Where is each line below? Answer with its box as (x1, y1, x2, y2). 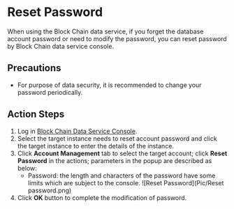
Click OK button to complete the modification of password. (17, 193, 187, 202)
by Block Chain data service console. (7, 42, 114, 50)
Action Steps (7, 109, 65, 121)
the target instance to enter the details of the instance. (17, 141, 175, 150)
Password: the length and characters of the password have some (27, 171, 216, 180)
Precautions (7, 62, 61, 74)
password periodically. (17, 88, 83, 96)
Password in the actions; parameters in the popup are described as (17, 156, 212, 164)
